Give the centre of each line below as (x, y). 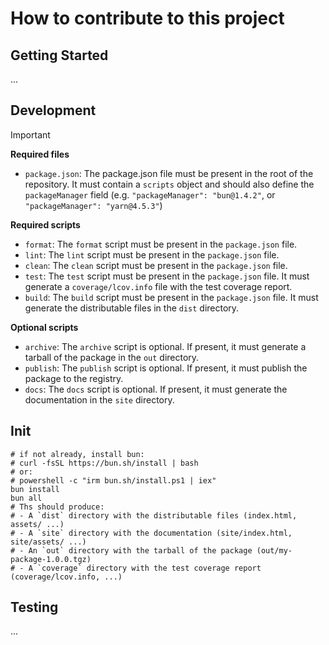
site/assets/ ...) (48, 542)
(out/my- (274, 550)
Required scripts (45, 224)
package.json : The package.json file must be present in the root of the (169, 173)
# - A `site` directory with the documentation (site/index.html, (151, 533)
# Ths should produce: (57, 507)
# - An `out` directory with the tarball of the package (131, 550)
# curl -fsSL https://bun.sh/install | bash (104, 463)
